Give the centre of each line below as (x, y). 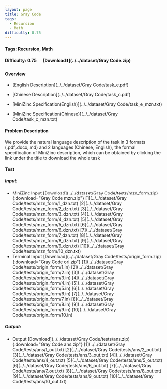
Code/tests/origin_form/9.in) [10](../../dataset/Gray (64, 310)
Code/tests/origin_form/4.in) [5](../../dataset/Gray (63, 283)
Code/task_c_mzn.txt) (35, 119)
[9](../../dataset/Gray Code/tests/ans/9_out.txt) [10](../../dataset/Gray (83, 376)
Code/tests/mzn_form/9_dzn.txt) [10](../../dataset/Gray (68, 246)
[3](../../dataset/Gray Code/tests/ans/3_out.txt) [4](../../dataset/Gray (82, 355)
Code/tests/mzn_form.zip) (131, 193)
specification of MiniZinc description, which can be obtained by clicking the (83, 152)
